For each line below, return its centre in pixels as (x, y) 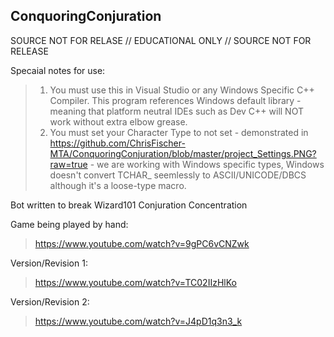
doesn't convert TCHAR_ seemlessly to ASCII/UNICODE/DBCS (178, 175)
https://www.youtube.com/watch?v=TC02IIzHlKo (135, 282)
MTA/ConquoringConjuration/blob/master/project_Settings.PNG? (183, 153)
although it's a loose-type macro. (118, 185)
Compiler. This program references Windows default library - (175, 100)
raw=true (68, 164)
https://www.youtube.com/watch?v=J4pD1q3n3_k (138, 321)
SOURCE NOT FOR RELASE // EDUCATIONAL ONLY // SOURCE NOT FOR (161, 40)
